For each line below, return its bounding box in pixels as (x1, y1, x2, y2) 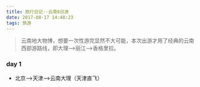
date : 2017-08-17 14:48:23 (6, 14, 74, 20)
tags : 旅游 (6, 20, 32, 26)
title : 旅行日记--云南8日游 (6, 8, 69, 15)
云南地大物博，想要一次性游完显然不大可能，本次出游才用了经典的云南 (20, 37, 195, 44)
